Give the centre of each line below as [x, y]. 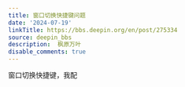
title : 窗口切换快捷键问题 [47, 15]
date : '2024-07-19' [40, 23]
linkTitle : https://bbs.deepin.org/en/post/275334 [93, 30]
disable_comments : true [47, 52]
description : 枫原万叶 [44, 45]
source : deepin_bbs [40, 37]
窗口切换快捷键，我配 [43, 75]
